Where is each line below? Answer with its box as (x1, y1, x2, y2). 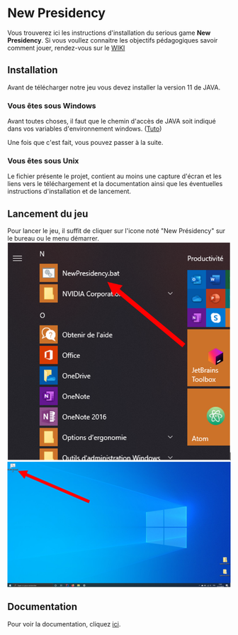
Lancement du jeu (7, 207, 89, 219)
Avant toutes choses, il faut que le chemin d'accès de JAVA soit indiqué (7, 117, 216, 126)
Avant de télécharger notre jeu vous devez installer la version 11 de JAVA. (7, 83, 221, 92)
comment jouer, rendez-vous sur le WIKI (7, 43, 125, 52)
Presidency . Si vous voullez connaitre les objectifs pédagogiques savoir (7, 36, 218, 44)
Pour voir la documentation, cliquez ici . (7, 619, 121, 628)
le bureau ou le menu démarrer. (7, 234, 99, 243)
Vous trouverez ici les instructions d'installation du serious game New (7, 28, 211, 37)
